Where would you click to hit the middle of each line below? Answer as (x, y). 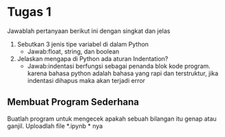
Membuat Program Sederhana (73, 102)
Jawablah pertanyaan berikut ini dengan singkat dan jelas (89, 31)
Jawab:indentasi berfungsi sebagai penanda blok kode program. (119, 66)
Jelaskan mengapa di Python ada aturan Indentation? (93, 58)
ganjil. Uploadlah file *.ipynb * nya (55, 126)
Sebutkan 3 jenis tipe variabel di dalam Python (83, 44)
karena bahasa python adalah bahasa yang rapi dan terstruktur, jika (123, 73)
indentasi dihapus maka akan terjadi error (86, 80)
